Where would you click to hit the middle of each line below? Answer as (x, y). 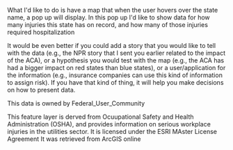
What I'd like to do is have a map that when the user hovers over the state (113, 10)
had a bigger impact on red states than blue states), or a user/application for (116, 68)
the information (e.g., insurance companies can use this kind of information (115, 75)
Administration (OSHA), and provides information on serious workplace (109, 124)
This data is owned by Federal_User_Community (76, 103)
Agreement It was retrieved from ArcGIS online (74, 139)
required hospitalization (41, 32)
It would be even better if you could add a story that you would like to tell (112, 45)
